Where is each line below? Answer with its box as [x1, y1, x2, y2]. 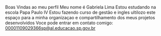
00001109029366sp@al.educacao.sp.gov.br [5, 25, 96, 31]
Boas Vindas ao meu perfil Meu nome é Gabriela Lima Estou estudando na [5, 4, 157, 10]
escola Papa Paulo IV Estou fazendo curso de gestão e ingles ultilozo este [5, 9, 156, 15]
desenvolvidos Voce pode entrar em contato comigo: [5, 20, 114, 26]
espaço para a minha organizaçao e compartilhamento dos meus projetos [5, 15, 156, 20]
